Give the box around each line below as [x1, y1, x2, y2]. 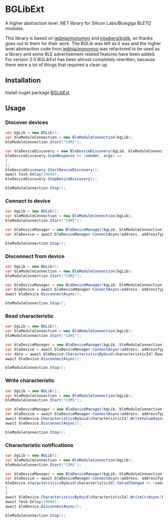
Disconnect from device [5, 253, 65, 260]
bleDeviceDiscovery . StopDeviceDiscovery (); [5, 177, 97, 182]
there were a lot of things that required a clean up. [5, 62, 108, 68]
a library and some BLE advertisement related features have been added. [5, 51, 156, 57]
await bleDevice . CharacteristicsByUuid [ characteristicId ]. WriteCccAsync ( [5, 494, 162, 499]
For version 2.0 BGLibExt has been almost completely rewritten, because [5, 56, 155, 62]
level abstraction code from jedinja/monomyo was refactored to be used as [5, 46, 160, 52]
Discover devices [5, 119, 48, 126]
